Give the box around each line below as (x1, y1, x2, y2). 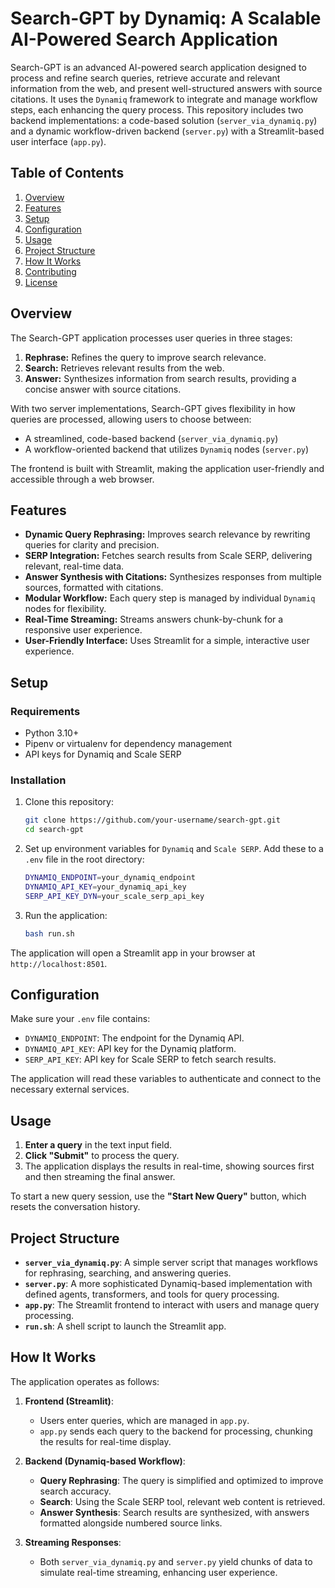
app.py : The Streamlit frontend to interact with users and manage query (24, 1299, 320, 1311)
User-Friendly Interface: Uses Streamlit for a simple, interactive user (24, 635, 310, 647)
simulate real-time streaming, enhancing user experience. (39, 1566, 278, 1578)
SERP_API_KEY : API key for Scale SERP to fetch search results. (24, 1053, 277, 1066)
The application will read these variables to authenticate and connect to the (10, 1073, 322, 1085)
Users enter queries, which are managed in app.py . (39, 1414, 250, 1426)
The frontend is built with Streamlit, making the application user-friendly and (10, 462, 325, 474)
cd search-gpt (24, 825, 84, 835)
